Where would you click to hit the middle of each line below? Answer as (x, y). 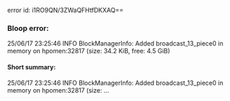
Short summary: (32, 67)
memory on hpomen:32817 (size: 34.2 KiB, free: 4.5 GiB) (89, 51)
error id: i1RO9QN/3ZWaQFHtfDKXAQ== (66, 10)
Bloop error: (28, 28)
